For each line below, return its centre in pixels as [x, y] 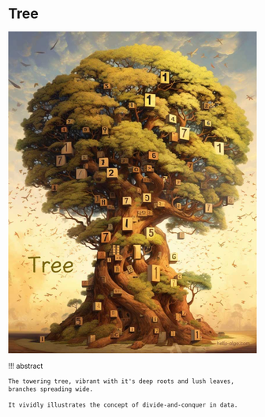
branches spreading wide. [50, 389]
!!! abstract [26, 366]
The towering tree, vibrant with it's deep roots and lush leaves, [121, 381]
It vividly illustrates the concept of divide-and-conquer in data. [123, 405]
